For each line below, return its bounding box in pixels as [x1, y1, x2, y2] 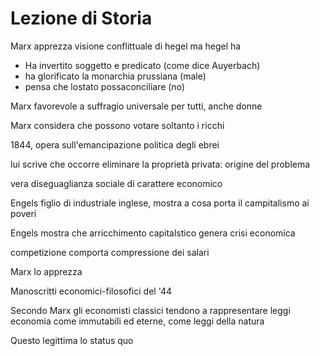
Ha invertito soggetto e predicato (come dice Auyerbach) [24, 59, 261, 71]
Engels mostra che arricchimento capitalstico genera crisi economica [10, 227, 296, 239]
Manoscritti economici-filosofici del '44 [10, 285, 173, 297]
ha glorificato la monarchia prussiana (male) [24, 70, 207, 82]
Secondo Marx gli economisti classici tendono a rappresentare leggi [10, 304, 291, 316]
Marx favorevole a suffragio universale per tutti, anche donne [10, 100, 263, 112]
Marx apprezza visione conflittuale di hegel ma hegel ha [10, 40, 242, 52]
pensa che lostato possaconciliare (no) [24, 80, 185, 92]
